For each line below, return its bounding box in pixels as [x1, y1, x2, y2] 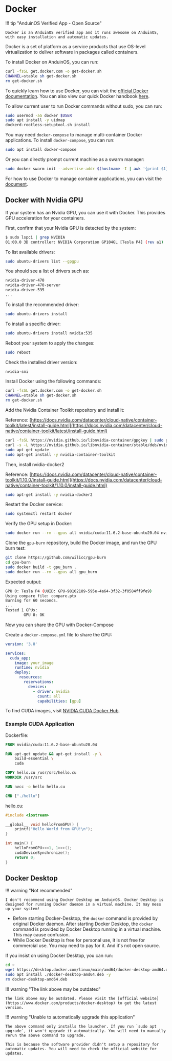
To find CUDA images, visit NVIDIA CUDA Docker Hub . [5, 708, 120, 714]
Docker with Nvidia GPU [5, 196, 83, 205]
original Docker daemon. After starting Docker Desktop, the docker [12, 921, 154, 927]
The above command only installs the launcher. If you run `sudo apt [5, 1024, 157, 1029]
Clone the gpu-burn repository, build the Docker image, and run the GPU [5, 539, 157, 546]
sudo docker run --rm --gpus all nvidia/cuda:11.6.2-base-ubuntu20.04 [5, 530, 159, 536]
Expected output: [5, 578, 42, 585]
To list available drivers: [5, 249, 55, 255]
